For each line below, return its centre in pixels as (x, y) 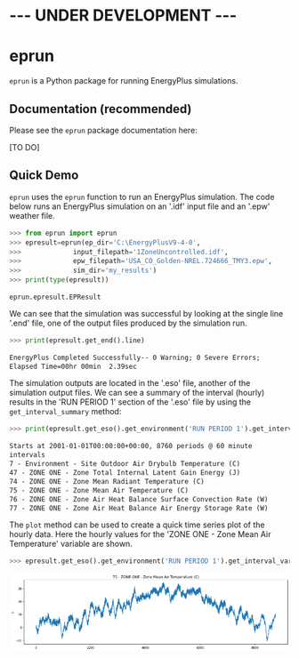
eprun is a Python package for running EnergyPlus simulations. (124, 81)
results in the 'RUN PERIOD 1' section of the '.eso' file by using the (130, 402)
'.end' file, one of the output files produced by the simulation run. (128, 323)
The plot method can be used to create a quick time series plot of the (137, 525)
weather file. (32, 215)
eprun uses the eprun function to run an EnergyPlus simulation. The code (142, 197)
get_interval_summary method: (65, 411)
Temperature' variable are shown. (71, 543)
